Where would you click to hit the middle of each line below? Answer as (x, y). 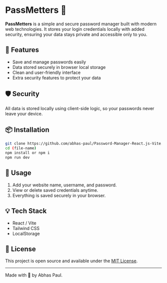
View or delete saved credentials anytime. (55, 190)
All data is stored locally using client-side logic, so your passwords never (80, 108)
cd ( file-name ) (21, 148)
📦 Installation (27, 130)
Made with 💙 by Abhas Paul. (34, 275)
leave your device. (24, 113)
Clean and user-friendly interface (46, 72)
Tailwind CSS (26, 228)
